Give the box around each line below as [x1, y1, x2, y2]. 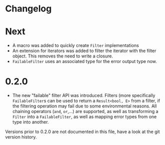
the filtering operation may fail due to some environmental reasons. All [12, 103, 157, 109]
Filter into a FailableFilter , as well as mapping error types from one [12, 113, 157, 120]
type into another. [12, 119, 49, 125]
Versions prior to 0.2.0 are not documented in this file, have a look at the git [5, 128, 161, 135]
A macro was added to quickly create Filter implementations [12, 42, 139, 48]
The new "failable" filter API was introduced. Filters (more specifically [12, 92, 156, 98]
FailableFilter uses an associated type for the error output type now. [12, 58, 157, 64]
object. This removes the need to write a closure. [12, 53, 113, 59]
